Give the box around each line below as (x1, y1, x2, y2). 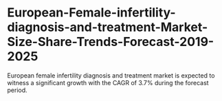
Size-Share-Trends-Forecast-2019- (7, 34, 214, 49)
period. (7, 86, 27, 94)
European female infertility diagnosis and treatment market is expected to (7, 71, 215, 80)
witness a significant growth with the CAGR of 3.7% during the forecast (7, 78, 209, 87)
